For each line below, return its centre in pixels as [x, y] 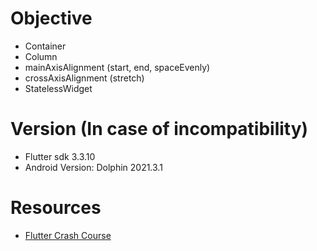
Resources [56, 208]
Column [41, 56]
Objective [51, 18]
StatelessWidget [58, 88]
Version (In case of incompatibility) [159, 129]
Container [45, 46]
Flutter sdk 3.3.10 [60, 156]
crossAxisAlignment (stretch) [84, 78]
